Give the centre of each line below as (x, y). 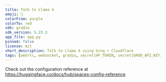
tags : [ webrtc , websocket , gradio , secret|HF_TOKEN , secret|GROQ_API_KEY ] (84, 55)
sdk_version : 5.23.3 (26, 32)
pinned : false (20, 42)
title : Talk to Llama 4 (30, 10)
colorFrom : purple (24, 19)
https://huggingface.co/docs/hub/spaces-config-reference (65, 75)
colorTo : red (19, 23)
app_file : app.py (23, 37)
